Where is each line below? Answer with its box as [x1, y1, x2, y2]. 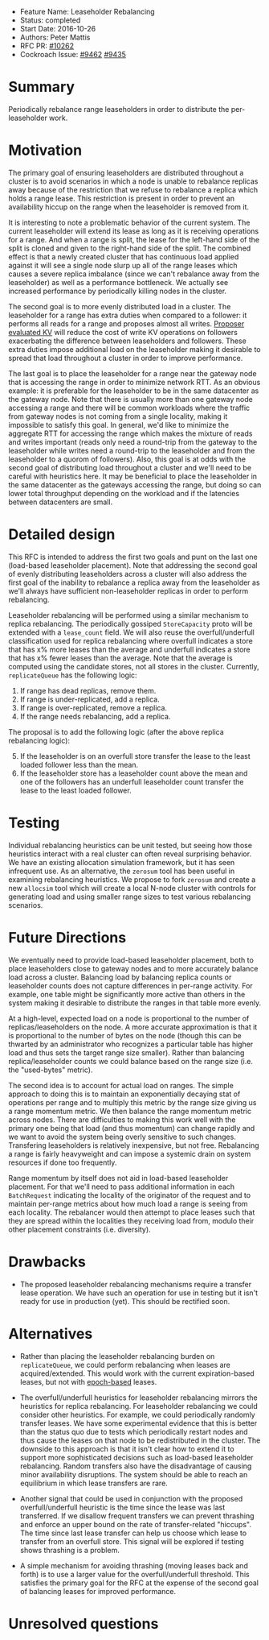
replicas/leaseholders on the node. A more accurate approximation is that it [8, 1022, 258, 1032]
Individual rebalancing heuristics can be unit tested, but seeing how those [8, 840, 253, 850]
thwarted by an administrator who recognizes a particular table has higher [8, 1039, 254, 1049]
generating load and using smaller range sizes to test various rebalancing [8, 892, 251, 901]
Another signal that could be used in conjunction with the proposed [19, 1493, 243, 1503]
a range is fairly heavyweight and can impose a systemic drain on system [8, 1149, 251, 1158]
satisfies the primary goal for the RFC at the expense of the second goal [19, 1578, 259, 1588]
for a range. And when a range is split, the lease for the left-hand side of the [8, 234, 259, 244]
